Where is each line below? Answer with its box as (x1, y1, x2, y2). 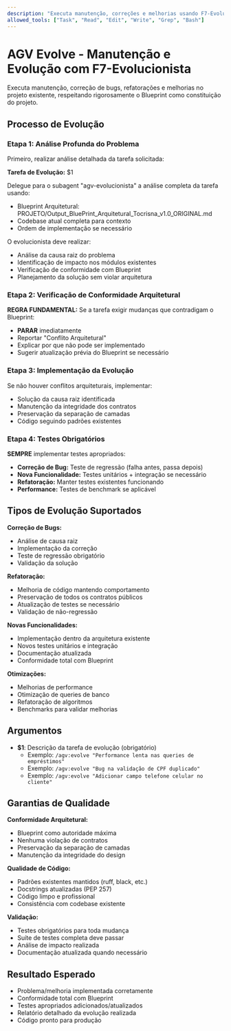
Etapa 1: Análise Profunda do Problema (7, 139, 140, 148)
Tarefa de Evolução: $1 (7, 168, 74, 177)
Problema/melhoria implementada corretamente (16, 987, 153, 995)
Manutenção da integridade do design (16, 851, 126, 859)
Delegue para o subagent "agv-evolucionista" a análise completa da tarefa (7, 181, 219, 190)
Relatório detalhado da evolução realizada (16, 1009, 136, 1017)
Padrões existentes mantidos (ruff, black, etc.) (16, 878, 148, 886)
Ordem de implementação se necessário (16, 224, 133, 233)
